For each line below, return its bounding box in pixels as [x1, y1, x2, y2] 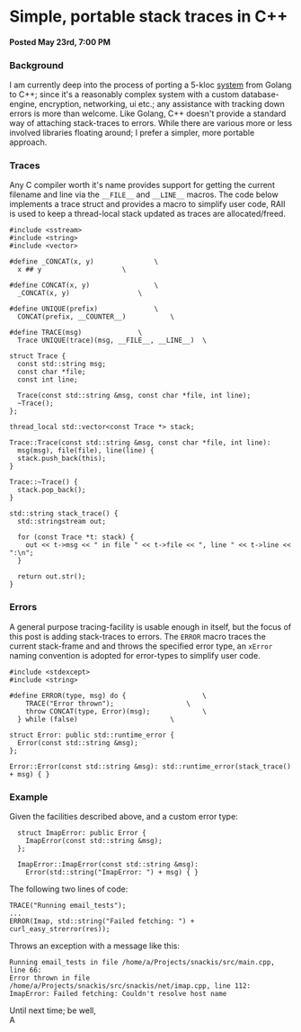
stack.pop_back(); [17, 486, 87, 495]
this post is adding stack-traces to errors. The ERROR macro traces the [9, 631, 267, 642]
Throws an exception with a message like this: [9, 940, 180, 951]
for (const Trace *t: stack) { [17, 533, 135, 542]
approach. [9, 137, 48, 148]
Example [9, 790, 49, 803]
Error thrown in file [9, 974, 91, 983]
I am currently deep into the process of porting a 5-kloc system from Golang [9, 79, 292, 91]
